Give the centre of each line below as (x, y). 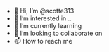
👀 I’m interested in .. (43, 18)
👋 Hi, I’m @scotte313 (44, 11)
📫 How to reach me (43, 41)
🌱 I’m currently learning (48, 26)
